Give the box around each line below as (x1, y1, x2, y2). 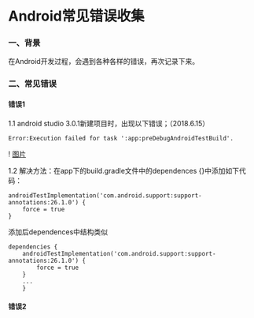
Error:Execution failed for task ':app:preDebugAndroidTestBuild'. (8, 134, 234, 142)
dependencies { (8, 242, 58, 251)
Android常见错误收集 (8, 7, 145, 25)
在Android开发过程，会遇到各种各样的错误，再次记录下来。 (8, 57, 199, 66)
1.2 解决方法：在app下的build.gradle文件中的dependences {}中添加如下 (8, 166, 240, 175)
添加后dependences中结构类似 (8, 226, 109, 237)
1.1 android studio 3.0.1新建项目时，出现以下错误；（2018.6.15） (8, 118, 210, 128)
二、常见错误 (8, 78, 57, 89)
